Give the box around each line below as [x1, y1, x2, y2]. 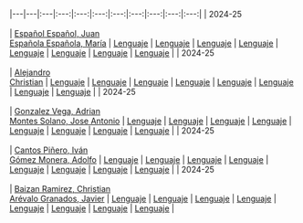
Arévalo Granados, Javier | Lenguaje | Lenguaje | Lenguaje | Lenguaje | [9, 193, 277, 204]
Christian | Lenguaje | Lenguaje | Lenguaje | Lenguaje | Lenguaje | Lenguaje [9, 77, 294, 87]
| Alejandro [9, 67, 51, 78]
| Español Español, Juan [9, 28, 100, 38]
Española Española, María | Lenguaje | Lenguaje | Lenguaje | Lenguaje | [9, 37, 278, 48]
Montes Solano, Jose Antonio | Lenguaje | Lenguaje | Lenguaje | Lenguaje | [9, 115, 292, 126]
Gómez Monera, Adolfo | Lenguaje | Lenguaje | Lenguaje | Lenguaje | [9, 154, 269, 165]
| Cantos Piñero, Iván [9, 144, 89, 155]
